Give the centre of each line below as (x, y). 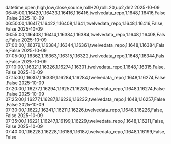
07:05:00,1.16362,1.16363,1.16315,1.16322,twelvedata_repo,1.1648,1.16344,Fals (85, 56)
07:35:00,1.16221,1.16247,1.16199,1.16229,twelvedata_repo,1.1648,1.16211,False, (85, 121)
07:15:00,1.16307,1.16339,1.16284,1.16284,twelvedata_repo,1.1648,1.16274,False (85, 78)
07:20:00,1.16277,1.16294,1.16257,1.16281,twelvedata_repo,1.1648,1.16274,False (85, 88)
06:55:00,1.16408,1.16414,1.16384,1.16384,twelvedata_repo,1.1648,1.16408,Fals (85, 34)
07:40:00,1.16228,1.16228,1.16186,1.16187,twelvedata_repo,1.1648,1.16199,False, (85, 132)
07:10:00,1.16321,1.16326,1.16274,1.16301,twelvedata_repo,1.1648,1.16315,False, (85, 67)
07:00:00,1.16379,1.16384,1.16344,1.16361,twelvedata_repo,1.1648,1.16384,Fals (85, 45)
